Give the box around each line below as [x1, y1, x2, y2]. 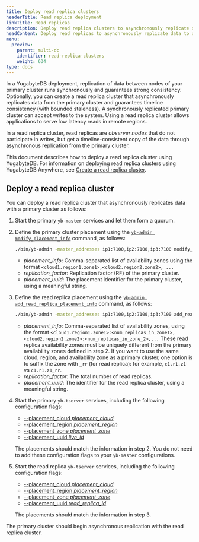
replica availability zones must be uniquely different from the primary [23, 341, 192, 348]
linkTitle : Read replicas [6, 20, 70, 26]
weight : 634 [17, 58, 46, 64]
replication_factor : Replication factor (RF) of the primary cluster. [23, 270, 179, 277]
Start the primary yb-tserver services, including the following [14, 397, 165, 404]
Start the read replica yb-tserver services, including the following [14, 462, 175, 470]
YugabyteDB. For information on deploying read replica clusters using [6, 160, 176, 167]
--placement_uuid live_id [23, 433, 84, 440]
